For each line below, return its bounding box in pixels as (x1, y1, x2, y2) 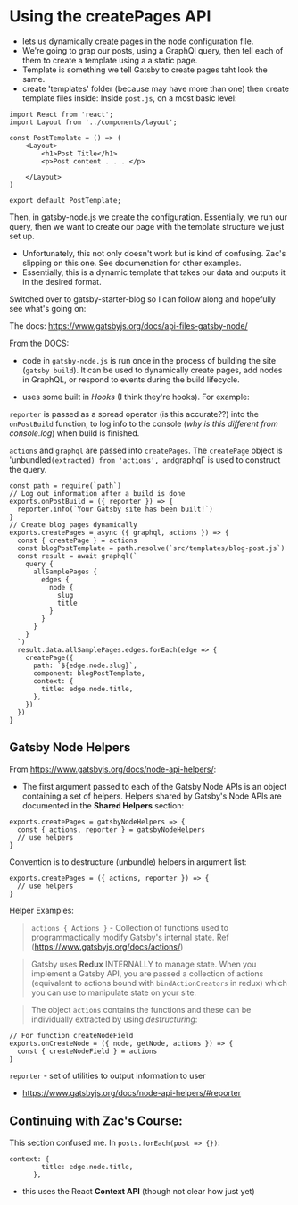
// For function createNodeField (9, 1031, 134, 1040)
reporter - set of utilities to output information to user (9, 1070, 206, 1081)
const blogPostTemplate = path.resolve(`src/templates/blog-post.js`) (17, 543, 286, 553)
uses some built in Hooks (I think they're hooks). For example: (21, 391, 250, 402)
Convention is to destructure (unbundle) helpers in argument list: (9, 856, 247, 867)
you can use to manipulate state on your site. (30, 987, 197, 998)
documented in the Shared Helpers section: (21, 799, 185, 810)
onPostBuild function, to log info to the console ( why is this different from (9, 418, 278, 429)
